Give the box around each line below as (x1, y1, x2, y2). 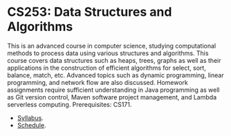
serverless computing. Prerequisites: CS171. (7, 100, 132, 108)
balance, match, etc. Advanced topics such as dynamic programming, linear (7, 70, 224, 79)
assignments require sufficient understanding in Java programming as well (7, 86, 220, 94)
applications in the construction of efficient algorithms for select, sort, (7, 64, 206, 72)
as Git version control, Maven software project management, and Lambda (7, 93, 217, 101)
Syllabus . (17, 113, 44, 122)
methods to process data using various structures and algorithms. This (7, 49, 209, 57)
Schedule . (17, 121, 46, 129)
